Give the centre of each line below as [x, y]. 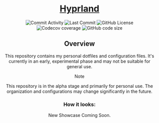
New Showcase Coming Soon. [79, 115]
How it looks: [79, 104]
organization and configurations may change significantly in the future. [79, 91]
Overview [79, 44]
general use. [79, 66]
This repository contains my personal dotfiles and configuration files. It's [79, 56]
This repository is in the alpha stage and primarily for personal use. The [79, 86]
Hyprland [79, 9]
